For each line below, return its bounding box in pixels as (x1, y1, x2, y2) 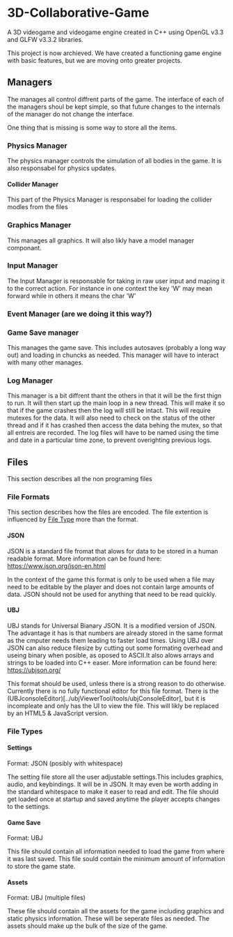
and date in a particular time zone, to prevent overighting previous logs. (7, 436, 212, 444)
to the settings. (7, 802, 51, 810)
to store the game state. (7, 862, 76, 871)
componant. (7, 243, 42, 252)
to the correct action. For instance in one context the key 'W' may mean (7, 284, 213, 292)
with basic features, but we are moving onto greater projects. (7, 56, 182, 64)
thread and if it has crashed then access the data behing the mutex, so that (7, 421, 223, 429)
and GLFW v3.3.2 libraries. (7, 35, 83, 43)
